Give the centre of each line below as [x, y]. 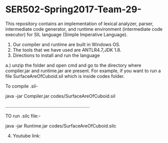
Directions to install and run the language [56, 55]
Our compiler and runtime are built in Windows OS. [67, 44]
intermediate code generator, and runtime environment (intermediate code [84, 29]
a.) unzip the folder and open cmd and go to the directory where [73, 65]
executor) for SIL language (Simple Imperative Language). [67, 34]
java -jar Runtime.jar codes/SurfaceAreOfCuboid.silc [61, 126]
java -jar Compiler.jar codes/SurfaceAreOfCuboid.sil [60, 96]
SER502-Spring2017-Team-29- [73, 9]
